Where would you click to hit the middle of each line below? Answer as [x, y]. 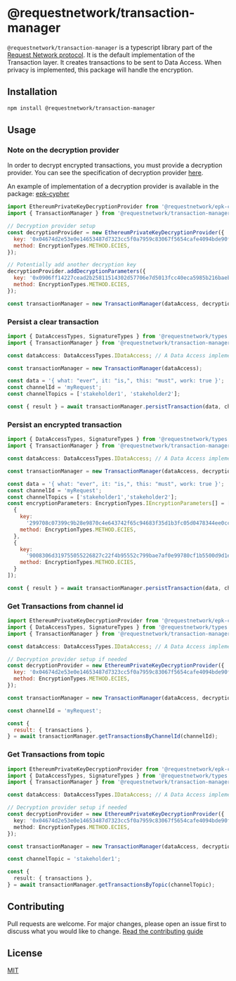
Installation [32, 92]
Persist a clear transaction [53, 321]
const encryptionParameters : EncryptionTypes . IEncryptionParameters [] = [116, 504]
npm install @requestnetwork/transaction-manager [81, 108]
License [25, 953]
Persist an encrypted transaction [65, 425]
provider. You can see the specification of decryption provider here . [105, 173]
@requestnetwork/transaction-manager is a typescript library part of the [110, 47]
